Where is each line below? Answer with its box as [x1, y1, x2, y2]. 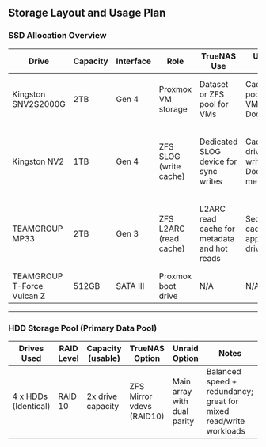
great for [206, 396, 239, 407]
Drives [18, 343, 44, 354]
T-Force [12, 280, 44, 291]
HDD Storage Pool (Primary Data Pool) [8, 322, 158, 333]
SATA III [116, 280, 145, 291]
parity [172, 415, 195, 426]
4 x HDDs [12, 391, 48, 402]
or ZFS [199, 89, 225, 100]
